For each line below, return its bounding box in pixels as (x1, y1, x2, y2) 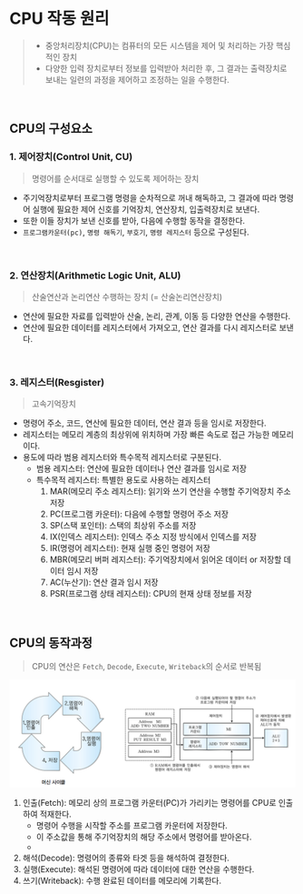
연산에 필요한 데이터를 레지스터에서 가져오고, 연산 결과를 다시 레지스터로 (22, 322, 278, 333)
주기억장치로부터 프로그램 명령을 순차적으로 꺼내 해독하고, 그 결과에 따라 (22, 192, 278, 203)
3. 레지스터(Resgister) (9, 376, 105, 388)
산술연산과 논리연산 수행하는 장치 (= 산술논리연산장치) (31, 291, 223, 302)
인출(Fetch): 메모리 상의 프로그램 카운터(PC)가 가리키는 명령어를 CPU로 (22, 798, 277, 809)
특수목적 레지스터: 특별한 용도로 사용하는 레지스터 (35, 475, 211, 486)
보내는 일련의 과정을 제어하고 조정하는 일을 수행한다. (44, 74, 230, 85)
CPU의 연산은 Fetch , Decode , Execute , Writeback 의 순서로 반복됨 (31, 661, 262, 672)
